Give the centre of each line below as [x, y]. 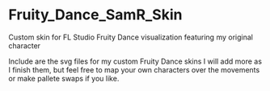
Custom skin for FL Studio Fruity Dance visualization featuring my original [131, 37]
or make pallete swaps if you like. [64, 78]
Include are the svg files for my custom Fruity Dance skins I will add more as [135, 61]
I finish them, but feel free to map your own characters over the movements [134, 69]
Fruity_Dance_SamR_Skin [95, 15]
